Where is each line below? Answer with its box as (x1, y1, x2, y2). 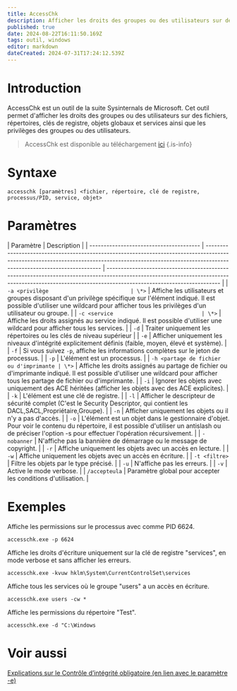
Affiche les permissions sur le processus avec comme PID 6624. (7, 522, 195, 530)
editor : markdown (7, 43, 59, 50)
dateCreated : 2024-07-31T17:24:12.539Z (7, 50, 125, 57)
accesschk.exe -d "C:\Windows (7, 622, 97, 629)
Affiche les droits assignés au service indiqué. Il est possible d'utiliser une (7, 316, 222, 325)
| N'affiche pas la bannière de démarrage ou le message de (34, 436, 207, 445)
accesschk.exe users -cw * (7, 596, 87, 603)
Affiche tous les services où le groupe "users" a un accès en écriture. (7, 581, 209, 591)
